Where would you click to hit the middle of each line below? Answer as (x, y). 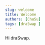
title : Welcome (21, 14)
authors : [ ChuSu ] (23, 19)
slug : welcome (20, 10)
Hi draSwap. (18, 38)
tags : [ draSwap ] (23, 24)
